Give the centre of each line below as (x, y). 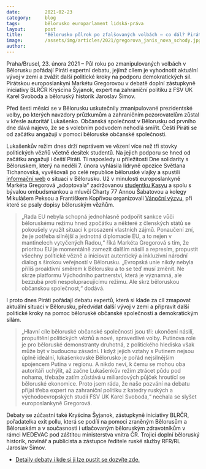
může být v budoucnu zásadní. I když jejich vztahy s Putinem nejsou (108, 351)
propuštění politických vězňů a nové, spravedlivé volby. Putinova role (109, 338)
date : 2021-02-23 (39, 12)
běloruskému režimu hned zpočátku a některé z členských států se (106, 223)
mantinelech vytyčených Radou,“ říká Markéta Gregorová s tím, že (105, 242)
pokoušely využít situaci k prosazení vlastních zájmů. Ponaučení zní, (108, 229)
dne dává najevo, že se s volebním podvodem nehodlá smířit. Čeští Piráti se (102, 128)
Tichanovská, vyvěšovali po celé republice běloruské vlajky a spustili (93, 172)
